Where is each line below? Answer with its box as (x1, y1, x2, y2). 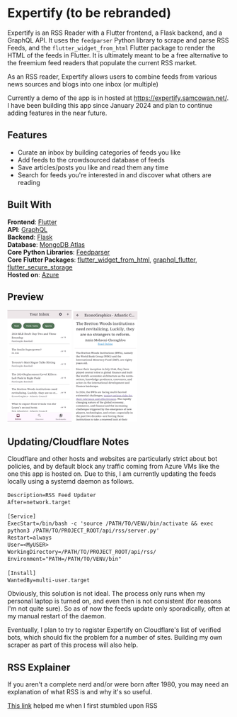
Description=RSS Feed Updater (7, 491, 97, 499)
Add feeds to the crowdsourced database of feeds (17, 155, 165, 164)
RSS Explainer (7, 661, 71, 673)
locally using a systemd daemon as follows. (7, 477, 134, 486)
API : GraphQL (7, 225, 48, 233)
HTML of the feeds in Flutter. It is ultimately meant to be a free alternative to (7, 51, 229, 60)
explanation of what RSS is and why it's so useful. (7, 688, 153, 696)
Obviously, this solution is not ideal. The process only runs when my (7, 589, 206, 598)
